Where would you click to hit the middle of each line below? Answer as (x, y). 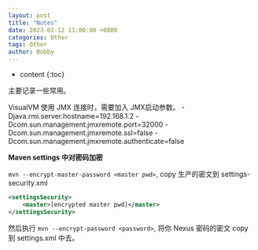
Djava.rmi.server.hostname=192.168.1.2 (71, 116)
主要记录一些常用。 (39, 90)
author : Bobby (31, 52)
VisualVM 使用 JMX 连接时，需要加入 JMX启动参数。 (94, 107)
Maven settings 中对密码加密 (56, 157)
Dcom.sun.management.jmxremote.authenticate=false (96, 141)
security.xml (28, 183)
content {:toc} (42, 74)
